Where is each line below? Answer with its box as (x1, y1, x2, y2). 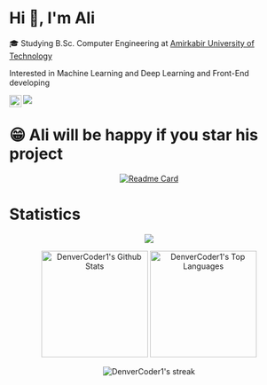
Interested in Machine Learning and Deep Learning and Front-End (9, 67, 250, 78)
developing (9, 77, 51, 88)
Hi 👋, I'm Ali (9, 8, 96, 28)
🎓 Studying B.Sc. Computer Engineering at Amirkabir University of (9, 37, 255, 48)
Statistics (9, 204, 82, 224)
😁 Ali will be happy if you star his (9, 125, 259, 145)
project (9, 144, 64, 164)
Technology (9, 51, 53, 61)
